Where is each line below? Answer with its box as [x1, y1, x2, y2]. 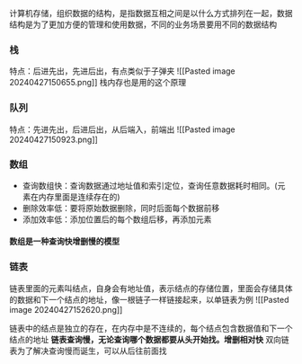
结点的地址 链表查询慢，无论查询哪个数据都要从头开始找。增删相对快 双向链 [9, 333, 289, 344]
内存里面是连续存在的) [38, 191, 120, 202]
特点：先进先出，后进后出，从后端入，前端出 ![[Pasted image [9, 124, 235, 135]
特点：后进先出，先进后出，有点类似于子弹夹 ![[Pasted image [9, 66, 235, 76]
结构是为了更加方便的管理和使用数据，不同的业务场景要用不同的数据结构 [9, 19, 277, 30]
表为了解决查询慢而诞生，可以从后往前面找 [9, 345, 167, 356]
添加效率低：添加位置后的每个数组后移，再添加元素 [22, 214, 212, 225]
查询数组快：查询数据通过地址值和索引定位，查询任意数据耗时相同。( [22, 180, 278, 191]
